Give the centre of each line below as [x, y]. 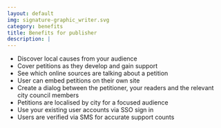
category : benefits [35, 26]
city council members [48, 95]
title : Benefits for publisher [52, 33]
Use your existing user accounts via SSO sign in [85, 110]
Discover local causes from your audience [77, 58]
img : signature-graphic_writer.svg [58, 20]
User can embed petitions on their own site [78, 81]
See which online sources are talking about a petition [93, 74]
